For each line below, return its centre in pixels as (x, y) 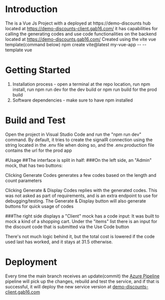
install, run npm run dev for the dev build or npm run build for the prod (85, 89)
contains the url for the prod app (39, 150)
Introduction (31, 9)
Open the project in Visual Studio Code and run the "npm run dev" (73, 134)
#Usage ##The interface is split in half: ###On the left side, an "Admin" (78, 160)
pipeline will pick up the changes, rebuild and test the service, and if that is (82, 281)
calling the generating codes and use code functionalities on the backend (81, 34)
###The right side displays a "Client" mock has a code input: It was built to (82, 216)
